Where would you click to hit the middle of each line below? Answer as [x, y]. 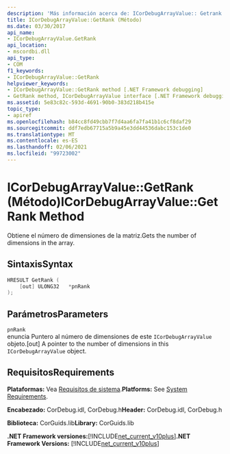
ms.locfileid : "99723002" [44, 154]
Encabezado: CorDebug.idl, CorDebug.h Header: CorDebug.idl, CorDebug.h [115, 409]
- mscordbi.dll [29, 52]
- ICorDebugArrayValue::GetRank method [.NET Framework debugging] [105, 90]
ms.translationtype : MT [41, 134]
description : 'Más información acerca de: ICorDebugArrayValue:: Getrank [115, 13]
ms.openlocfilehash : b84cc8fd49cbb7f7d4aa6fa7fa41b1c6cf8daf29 [99, 122]
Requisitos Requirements [61, 373]
